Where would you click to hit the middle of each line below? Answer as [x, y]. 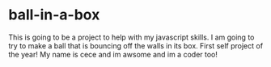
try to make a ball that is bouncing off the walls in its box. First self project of [136, 45]
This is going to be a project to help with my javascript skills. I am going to [131, 37]
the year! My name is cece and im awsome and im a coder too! [113, 54]
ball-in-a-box [54, 15]
